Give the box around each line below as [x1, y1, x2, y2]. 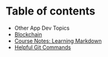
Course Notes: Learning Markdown [14, 37, 102, 44]
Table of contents [5, 4, 96, 18]
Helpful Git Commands [14, 44, 71, 51]
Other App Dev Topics [14, 24, 70, 32]
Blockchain [14, 30, 42, 38]
